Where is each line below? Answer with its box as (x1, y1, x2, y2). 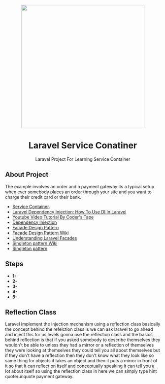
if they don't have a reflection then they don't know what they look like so (5, 352, 154, 358)
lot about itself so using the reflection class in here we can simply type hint (5, 368, 157, 374)
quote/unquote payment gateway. (5, 374, 74, 380)
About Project (5, 171, 49, 179)
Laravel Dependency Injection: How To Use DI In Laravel (12, 209, 127, 214)
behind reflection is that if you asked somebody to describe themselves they (5, 337, 161, 343)
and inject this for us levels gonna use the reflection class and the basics (5, 332, 153, 338)
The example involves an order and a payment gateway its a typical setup (5, 183, 155, 189)
